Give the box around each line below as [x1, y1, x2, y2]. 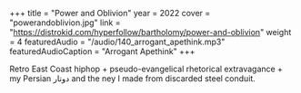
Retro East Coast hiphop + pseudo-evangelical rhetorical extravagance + [9, 63, 284, 74]
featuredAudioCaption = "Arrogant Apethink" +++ [9, 46, 196, 57]
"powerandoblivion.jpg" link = [9, 17, 121, 28]
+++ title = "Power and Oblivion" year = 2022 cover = [9, 8, 211, 18]
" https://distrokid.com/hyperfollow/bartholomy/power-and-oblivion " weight [9, 27, 292, 37]
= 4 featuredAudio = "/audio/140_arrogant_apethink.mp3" [9, 36, 226, 47]
